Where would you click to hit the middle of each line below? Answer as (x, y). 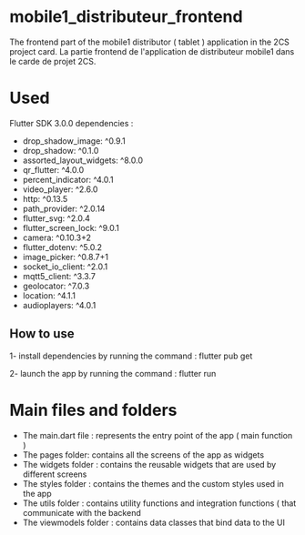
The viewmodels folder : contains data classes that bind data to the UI (153, 522)
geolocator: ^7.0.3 (56, 286)
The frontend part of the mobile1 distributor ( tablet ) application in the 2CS (149, 42)
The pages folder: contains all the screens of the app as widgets (143, 454)
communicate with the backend (81, 512)
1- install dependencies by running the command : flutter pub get (131, 356)
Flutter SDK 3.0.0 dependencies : (71, 123)
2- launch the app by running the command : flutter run (113, 373)
